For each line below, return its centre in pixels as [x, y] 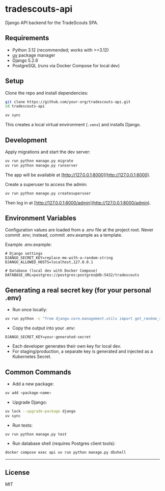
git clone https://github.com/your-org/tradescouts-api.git [68, 102]
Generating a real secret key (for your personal [78, 290]
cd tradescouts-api [25, 107]
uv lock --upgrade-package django [41, 411]
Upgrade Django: [29, 402]
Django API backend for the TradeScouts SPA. [52, 23]
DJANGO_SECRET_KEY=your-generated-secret [48, 337]
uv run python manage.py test [36, 434]
